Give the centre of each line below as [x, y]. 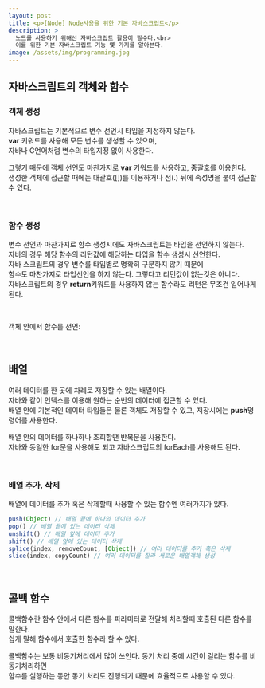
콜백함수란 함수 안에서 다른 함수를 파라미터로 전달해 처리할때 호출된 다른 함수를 [131, 619]
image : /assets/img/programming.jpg [69, 53]
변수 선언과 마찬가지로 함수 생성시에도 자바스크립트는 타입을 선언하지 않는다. [126, 244]
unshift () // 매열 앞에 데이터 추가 [62, 534]
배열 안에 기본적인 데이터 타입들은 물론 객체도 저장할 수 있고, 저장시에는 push [128, 410]
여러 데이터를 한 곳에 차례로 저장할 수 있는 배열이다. [88, 390]
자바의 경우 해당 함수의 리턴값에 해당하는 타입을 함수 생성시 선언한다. [114, 254]
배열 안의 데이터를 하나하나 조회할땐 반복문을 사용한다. [92, 437]
